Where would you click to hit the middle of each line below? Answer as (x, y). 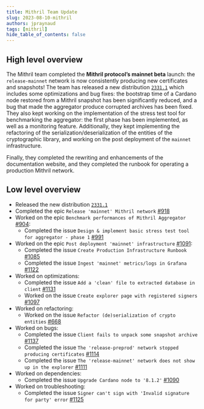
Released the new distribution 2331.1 (62, 204)
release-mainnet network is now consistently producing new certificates (97, 81)
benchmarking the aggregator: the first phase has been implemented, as (97, 119)
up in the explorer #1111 (56, 367)
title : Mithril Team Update (42, 12)
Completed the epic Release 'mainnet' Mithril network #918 (93, 211)
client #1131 (40, 289)
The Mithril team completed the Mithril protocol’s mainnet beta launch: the (101, 74)
